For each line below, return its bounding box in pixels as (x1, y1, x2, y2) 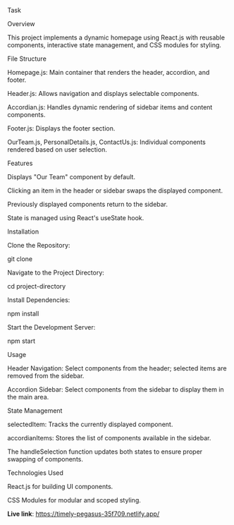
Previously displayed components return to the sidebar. (7, 200, 168, 208)
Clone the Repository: (7, 241, 70, 249)
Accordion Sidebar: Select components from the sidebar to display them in (7, 385, 224, 394)
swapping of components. (7, 455, 83, 463)
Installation (7, 227, 39, 236)
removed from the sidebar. (7, 372, 85, 380)
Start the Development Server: (7, 323, 96, 331)
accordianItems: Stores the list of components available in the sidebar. (7, 434, 211, 442)
